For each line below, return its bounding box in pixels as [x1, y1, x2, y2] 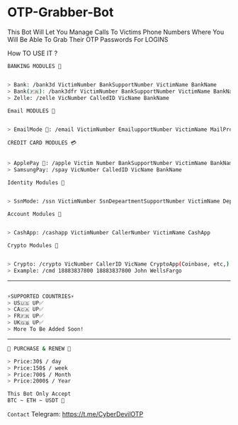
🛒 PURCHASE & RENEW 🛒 [7, 345, 72, 352]
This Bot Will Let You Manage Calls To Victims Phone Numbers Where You [7, 28, 225, 36]
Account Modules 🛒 [7, 210, 62, 218]
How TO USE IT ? [7, 49, 58, 57]
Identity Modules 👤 [7, 179, 65, 186]
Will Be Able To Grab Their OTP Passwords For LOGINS [7, 35, 169, 43]
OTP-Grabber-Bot [7, 4, 114, 21]
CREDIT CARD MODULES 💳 [7, 140, 77, 147]
